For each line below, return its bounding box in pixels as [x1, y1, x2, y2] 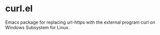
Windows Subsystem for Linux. [5, 24, 70, 30]
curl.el [5, 3, 33, 14]
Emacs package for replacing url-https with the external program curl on [5, 19, 155, 25]
